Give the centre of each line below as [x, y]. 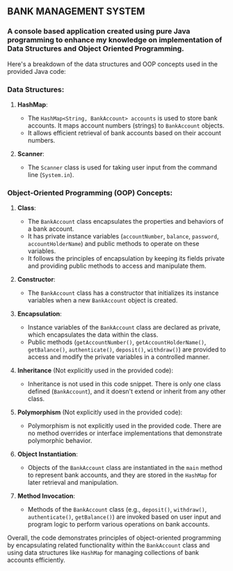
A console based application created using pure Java [99, 31]
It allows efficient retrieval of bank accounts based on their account [124, 132]
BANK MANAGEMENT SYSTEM [76, 12]
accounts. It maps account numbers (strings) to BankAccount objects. [126, 125]
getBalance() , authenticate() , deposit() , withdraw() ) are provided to [127, 350]
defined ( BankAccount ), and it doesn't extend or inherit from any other [127, 391]
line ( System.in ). [51, 174]
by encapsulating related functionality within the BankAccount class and [109, 545]
